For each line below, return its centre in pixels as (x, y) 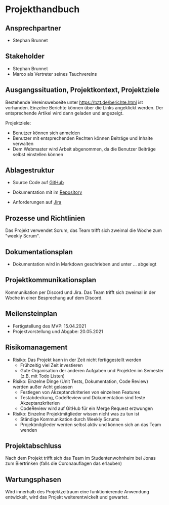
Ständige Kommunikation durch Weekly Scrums (70, 419)
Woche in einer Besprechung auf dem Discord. (54, 298)
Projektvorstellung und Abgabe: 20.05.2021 (58, 331)
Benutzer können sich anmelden (46, 133)
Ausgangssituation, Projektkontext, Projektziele (82, 90)
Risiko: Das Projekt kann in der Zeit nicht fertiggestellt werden (77, 360)
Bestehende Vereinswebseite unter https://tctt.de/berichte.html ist (74, 102)
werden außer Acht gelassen (43, 387)
